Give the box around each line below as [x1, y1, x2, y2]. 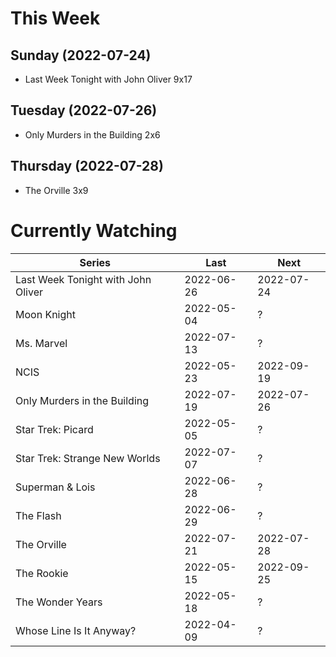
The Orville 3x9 [24, 184, 89, 196]
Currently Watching [10, 219, 178, 242]
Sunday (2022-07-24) [10, 47, 152, 64]
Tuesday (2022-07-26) [10, 102, 158, 119]
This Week [10, 7, 101, 30]
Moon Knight [15, 307, 76, 321]
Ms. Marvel [15, 336, 68, 350]
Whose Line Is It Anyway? [15, 623, 137, 637]
